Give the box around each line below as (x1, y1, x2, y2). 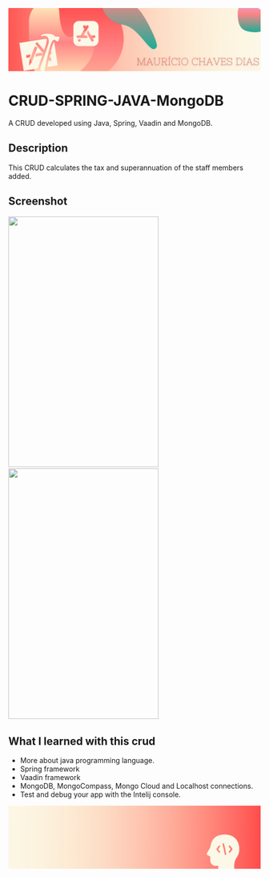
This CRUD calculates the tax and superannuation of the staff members (8, 163, 244, 172)
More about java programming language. (19, 756, 155, 766)
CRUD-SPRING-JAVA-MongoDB (8, 92, 224, 110)
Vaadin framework (19, 773, 81, 782)
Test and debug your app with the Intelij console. (19, 790, 182, 799)
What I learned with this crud (8, 734, 156, 748)
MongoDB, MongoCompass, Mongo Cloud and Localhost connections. (19, 782, 254, 791)
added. (8, 171, 32, 180)
